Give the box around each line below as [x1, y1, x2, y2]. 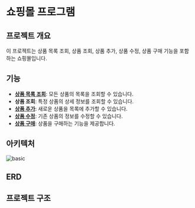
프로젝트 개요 [6, 31, 51, 41]
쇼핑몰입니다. [16, 55, 48, 62]
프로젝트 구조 [6, 193, 51, 203]
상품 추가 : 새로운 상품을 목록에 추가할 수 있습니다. [14, 105, 128, 112]
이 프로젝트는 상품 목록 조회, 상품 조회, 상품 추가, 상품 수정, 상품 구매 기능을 [6, 48, 179, 54]
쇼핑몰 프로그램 [6, 5, 75, 19]
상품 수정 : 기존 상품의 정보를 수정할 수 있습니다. [14, 113, 123, 120]
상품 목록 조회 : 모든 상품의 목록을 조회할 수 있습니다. [14, 90, 134, 97]
